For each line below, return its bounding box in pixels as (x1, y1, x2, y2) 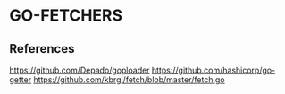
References (9, 41, 75, 56)
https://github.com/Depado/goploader (9, 64, 150, 75)
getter (9, 74, 32, 85)
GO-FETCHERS (9, 5, 123, 26)
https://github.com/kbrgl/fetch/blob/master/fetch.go (33, 74, 225, 85)
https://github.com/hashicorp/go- (151, 64, 276, 75)
